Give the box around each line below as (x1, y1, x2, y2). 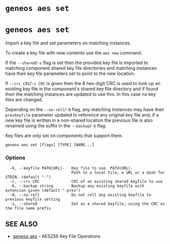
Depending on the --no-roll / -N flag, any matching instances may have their (5, 106, 164, 113)
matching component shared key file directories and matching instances (5, 65, 157, 71)
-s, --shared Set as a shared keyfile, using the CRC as (10, 201, 165, 207)
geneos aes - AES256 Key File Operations (12, 233, 101, 239)
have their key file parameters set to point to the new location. (5, 70, 135, 77)
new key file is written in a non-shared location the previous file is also (5, 117, 153, 123)
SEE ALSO (5, 220, 38, 228)
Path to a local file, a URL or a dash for (71, 170, 165, 175)
